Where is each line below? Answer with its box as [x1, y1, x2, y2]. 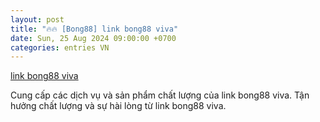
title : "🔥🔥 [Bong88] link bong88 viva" [10, 24, 179, 34]
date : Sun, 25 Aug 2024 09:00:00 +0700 [10, 33, 177, 43]
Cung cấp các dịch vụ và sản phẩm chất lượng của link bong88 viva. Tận [10, 89, 310, 101]
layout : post [10, 14, 65, 25]
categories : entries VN [10, 42, 110, 53]
